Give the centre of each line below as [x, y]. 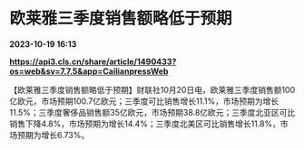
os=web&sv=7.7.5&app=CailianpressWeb [89, 71]
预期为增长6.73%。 [53, 135]
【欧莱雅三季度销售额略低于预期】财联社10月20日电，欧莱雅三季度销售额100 [152, 89]
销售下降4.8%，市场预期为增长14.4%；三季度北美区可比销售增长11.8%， [145, 124]
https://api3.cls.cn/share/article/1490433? [93, 61]
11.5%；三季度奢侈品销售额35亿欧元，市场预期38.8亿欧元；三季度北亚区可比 [152, 112]
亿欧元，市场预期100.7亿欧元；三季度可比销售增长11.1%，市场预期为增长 [144, 101]
